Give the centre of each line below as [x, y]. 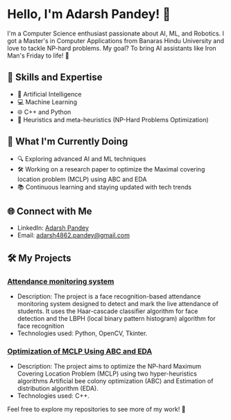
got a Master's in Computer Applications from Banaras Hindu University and [115, 40]
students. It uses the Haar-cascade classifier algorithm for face [108, 311]
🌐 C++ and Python [44, 112]
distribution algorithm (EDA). [58, 389]
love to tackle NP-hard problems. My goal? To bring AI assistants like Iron [112, 48]
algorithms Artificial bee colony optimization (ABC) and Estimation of [115, 381]
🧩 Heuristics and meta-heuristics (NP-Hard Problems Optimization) [113, 119]
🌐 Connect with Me [50, 211]
